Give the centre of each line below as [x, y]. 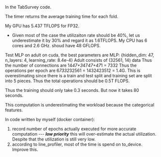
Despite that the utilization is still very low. [54, 139]
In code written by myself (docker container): [50, 119]
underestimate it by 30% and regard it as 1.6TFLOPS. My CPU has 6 [80, 40]
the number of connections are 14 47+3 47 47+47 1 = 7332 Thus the [71, 65]
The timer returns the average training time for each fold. [62, 16]
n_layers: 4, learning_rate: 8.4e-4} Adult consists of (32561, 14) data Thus [79, 60]
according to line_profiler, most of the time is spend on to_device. [77, 144]
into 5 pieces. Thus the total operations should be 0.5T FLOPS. [67, 81]
